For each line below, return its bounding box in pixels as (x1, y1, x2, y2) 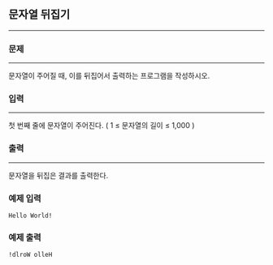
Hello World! (8, 212, 53, 220)
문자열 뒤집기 (8, 7, 71, 22)
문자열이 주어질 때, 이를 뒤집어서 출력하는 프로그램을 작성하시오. (8, 71, 210, 81)
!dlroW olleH (8, 250, 53, 259)
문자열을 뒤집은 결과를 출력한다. (8, 170, 109, 180)
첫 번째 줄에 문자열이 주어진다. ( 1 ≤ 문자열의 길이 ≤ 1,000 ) (8, 121, 195, 130)
